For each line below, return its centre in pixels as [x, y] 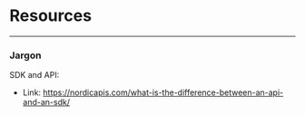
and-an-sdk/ [46, 102]
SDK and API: [34, 75]
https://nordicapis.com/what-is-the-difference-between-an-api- [163, 92]
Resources [51, 16]
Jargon [25, 55]
